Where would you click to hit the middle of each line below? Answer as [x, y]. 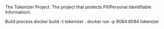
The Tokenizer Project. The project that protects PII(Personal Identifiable [78, 7]
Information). [18, 12]
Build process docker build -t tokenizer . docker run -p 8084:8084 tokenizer [82, 22]
